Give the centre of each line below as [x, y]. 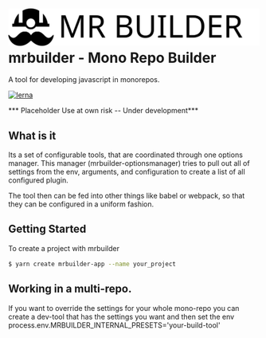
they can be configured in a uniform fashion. [81, 204]
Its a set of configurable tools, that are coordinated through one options [125, 155]
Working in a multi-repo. [70, 289]
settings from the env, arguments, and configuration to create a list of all [127, 172]
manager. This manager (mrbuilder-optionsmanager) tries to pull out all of [129, 163]
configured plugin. [39, 180]
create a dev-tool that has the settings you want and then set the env [121, 316]
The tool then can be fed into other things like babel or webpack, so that [127, 196]
